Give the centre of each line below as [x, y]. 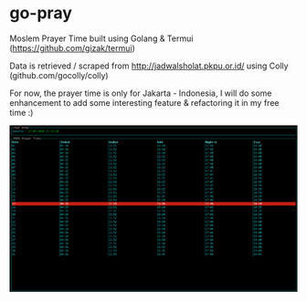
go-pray [41, 13]
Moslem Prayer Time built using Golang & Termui [101, 38]
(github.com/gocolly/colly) [59, 75]
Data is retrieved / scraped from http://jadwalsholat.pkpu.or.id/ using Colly [149, 66]
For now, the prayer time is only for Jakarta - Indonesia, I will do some [141, 93]
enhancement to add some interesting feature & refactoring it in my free [144, 102]
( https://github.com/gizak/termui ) [72, 47]
